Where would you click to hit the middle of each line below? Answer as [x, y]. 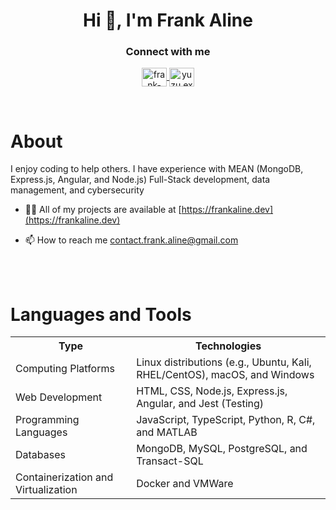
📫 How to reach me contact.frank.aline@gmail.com [131, 240]
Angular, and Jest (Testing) [200, 404]
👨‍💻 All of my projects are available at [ [103, 210]
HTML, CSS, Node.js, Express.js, [212, 391]
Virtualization [46, 490]
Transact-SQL [170, 461]
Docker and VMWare [185, 484]
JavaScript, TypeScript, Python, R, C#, [226, 420]
